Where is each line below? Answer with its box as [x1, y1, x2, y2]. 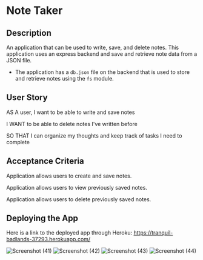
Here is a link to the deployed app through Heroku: [6, 229, 133, 236]
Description [6, 28, 52, 38]
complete [6, 138, 30, 145]
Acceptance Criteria [6, 156, 84, 167]
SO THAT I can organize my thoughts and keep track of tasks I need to [6, 132, 182, 139]
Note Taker [6, 4, 63, 18]
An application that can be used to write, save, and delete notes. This [6, 44, 179, 51]
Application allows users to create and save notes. [6, 172, 132, 179]
